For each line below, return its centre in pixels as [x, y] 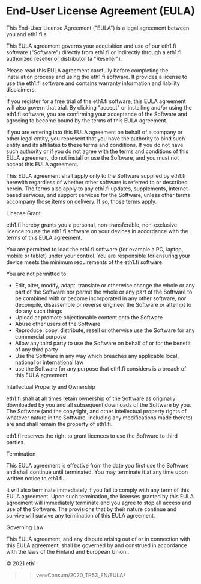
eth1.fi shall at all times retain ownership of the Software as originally [91, 398]
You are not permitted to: [37, 274]
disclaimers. [21, 89]
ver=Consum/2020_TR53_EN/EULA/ [81, 575]
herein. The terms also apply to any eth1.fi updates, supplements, [87, 189]
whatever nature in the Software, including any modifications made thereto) [100, 418]
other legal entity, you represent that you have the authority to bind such [96, 138]
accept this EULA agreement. [43, 164]
